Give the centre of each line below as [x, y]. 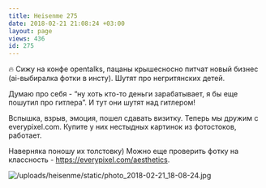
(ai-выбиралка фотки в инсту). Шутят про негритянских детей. [117, 79]
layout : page [30, 31]
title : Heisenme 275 [43, 16]
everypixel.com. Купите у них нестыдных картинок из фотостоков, [122, 127]
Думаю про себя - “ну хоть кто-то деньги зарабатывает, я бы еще [123, 94]
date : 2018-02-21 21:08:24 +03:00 [67, 23]
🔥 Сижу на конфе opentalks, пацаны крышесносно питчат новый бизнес [133, 69]
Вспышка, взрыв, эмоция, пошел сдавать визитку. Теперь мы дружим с [133, 118]
